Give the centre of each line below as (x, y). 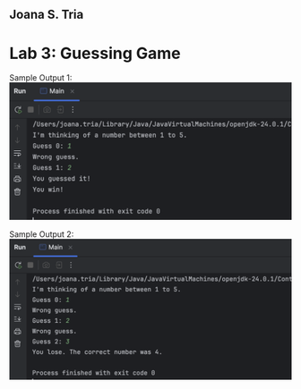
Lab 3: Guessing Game (95, 53)
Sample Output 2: (42, 234)
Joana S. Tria (47, 15)
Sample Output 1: (41, 78)
